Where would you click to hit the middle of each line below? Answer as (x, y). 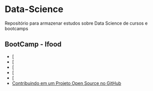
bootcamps (17, 28)
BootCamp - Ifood (33, 44)
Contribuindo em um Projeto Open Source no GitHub (66, 83)
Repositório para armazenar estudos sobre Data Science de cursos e (76, 23)
